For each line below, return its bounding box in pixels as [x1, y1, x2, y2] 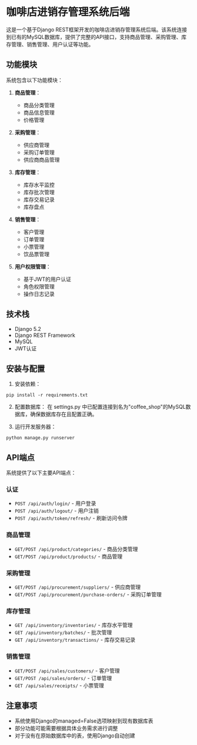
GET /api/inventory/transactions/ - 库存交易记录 [14, 636, 136, 644]
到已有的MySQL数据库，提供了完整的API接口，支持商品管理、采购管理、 [6, 33, 182, 40]
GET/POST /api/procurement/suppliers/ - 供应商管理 [14, 583, 141, 590]
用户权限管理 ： [14, 263, 51, 270]
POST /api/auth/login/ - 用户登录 [14, 500, 96, 507]
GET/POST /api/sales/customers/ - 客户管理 [14, 667, 120, 674]
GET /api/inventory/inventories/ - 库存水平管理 [14, 622, 133, 629]
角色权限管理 [23, 283, 55, 290]
